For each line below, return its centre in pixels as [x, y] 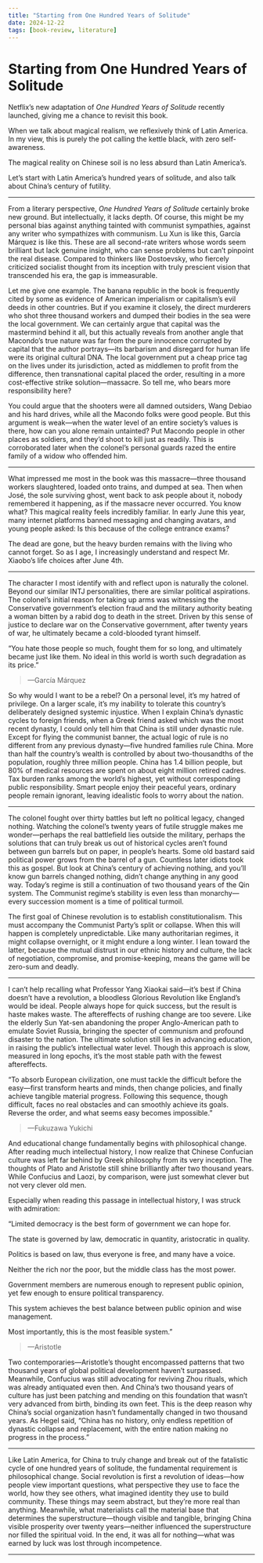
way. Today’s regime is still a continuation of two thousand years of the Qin [129, 885]
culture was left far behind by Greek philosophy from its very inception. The [130, 1160]
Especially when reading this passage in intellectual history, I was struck [124, 1200]
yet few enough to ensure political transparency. [86, 1293]
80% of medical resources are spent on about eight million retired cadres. [127, 771]
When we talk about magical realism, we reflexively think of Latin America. [128, 131]
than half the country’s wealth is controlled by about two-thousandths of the [131, 754]
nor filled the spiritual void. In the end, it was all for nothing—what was [121, 1535]
